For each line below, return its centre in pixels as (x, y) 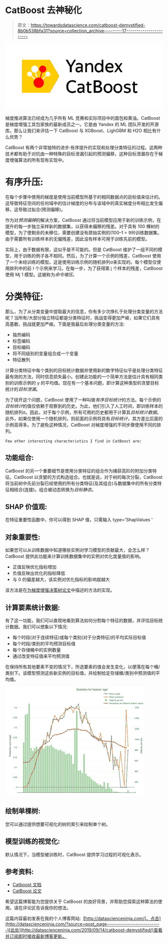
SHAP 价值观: (26, 507)
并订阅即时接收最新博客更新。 (36, 936)
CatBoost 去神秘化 (43, 10)
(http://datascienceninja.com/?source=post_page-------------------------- (82, 924)
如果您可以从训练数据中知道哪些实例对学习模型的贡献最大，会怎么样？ (77, 550)
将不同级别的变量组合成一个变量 (45, 353)
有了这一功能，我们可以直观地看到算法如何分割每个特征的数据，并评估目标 (82, 620)
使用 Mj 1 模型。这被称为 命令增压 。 (41, 274)
